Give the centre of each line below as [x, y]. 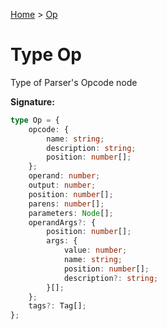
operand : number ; [64, 176]
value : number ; [95, 250]
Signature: [32, 101]
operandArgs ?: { [62, 222]
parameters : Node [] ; [71, 213]
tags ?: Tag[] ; [57, 306]
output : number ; [62, 185]
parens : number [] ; [66, 204]
